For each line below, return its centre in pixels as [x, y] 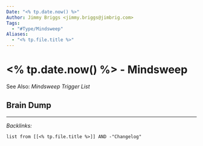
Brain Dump [29, 105]
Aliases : [17, 34]
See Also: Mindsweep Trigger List [48, 86]
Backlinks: [19, 125]
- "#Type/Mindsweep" [37, 29]
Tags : [13, 23]
